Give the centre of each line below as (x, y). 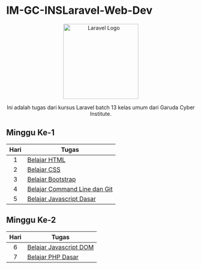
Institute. (101, 113)
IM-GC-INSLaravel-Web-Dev (79, 11)
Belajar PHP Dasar (53, 257)
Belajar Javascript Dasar (61, 199)
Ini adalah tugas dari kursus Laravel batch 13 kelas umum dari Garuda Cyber (101, 107)
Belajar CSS (44, 169)
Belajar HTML (46, 160)
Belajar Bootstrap (52, 179)
